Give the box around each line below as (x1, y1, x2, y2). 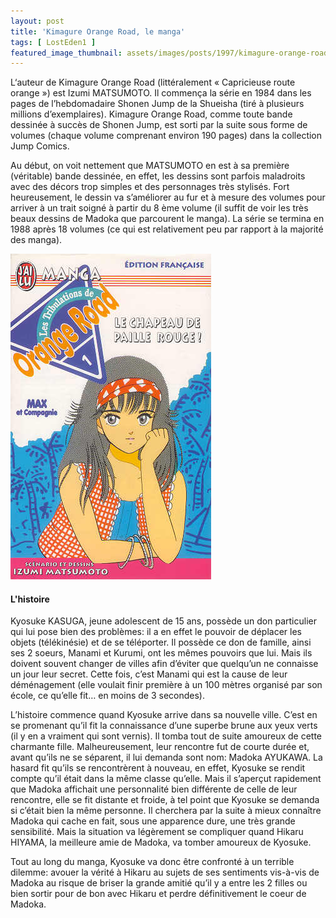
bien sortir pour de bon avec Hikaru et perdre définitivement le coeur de (10, 888, 307, 900)
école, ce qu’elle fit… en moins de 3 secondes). (10, 690, 205, 702)
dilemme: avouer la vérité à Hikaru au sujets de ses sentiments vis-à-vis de (10, 866, 320, 879)
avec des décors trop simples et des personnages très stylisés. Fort (10, 181, 290, 193)
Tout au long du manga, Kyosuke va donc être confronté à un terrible (10, 856, 295, 868)
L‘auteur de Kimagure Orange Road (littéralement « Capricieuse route (10, 76, 296, 89)
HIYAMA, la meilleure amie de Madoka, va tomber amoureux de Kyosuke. (10, 836, 312, 849)
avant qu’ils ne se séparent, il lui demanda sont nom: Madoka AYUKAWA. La (10, 751, 323, 764)
